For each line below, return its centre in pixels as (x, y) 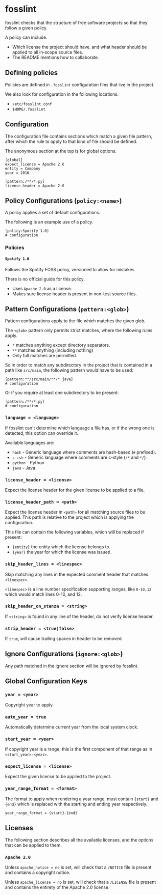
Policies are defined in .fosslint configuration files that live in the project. (80, 84)
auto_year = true (26, 717)
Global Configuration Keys (46, 681)
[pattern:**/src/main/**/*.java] (39, 379)
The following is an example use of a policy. (49, 222)
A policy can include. (26, 37)
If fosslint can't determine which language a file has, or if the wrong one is (80, 428)
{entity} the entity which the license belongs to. (61, 547)
